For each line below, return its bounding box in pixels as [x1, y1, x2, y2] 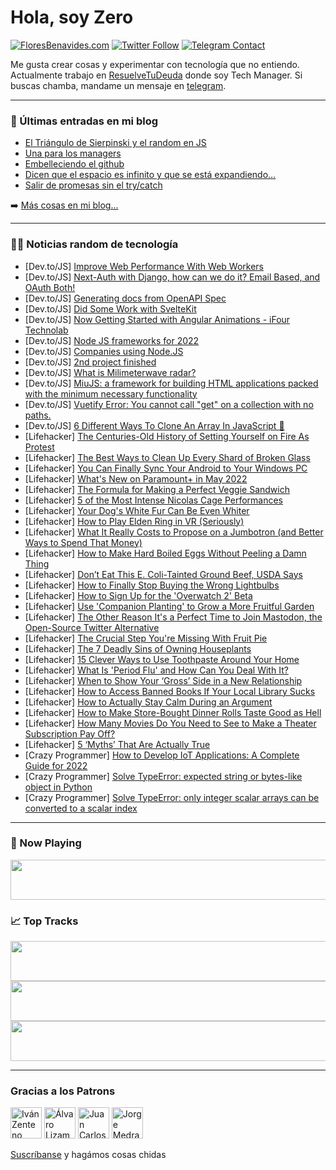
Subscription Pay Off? [24, 727, 116, 740]
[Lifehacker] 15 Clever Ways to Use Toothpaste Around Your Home [24, 653, 300, 665]
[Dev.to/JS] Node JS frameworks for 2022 [24, 334, 200, 346]
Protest [24, 441, 55, 453]
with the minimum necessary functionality [24, 387, 198, 400]
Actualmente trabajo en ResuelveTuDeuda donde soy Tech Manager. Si [10, 69, 303, 81]
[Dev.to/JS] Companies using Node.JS [24, 345, 184, 357]
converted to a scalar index [24, 802, 138, 814]
